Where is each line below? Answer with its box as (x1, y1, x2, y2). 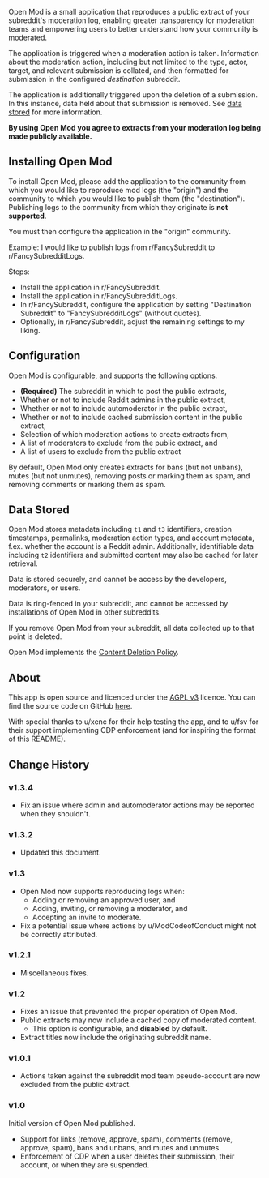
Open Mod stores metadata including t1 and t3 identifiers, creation (8, 525, 233, 534)
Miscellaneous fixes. (19, 968, 89, 978)
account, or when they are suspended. (19, 1159, 150, 1170)
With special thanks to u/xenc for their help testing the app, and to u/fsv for (8, 717, 259, 726)
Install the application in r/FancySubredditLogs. (19, 291, 178, 301)
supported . (8, 211, 47, 221)
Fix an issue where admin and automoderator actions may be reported (19, 800, 255, 810)
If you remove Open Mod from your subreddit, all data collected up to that (8, 623, 255, 633)
